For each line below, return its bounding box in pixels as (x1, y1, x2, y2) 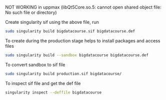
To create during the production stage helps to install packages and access (5, 37, 160, 44)
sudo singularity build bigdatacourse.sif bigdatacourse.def (5, 29, 135, 34)
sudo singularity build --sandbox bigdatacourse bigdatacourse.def (5, 52, 149, 58)
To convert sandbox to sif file (5, 62, 65, 68)
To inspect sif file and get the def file (5, 80, 81, 86)
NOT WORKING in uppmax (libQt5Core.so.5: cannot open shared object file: (5, 4, 161, 10)
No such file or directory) (5, 9, 57, 15)
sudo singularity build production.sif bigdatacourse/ (5, 71, 122, 76)
